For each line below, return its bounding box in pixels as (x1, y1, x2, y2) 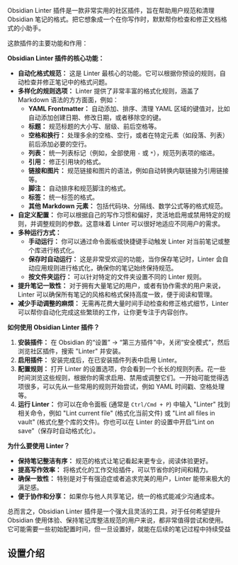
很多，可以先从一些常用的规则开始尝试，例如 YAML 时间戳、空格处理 (23, 382, 225, 391)
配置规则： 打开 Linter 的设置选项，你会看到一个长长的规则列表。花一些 (17, 365, 227, 373)
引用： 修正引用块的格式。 (28, 158, 105, 166)
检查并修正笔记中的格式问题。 (23, 78, 111, 86)
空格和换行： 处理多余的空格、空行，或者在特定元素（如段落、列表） (28, 131, 229, 139)
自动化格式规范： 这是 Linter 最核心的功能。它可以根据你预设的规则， (17, 69, 220, 77)
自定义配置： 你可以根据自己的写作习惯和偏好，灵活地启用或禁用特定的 (17, 211, 225, 219)
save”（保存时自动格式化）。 (17, 427, 100, 435)
